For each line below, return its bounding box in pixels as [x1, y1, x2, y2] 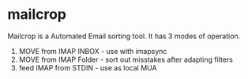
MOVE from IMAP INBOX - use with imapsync [18, 46, 167, 56]
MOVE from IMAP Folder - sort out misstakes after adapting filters [18, 55, 234, 64]
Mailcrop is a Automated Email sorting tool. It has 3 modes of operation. [7, 31, 241, 41]
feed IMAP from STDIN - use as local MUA [18, 63, 157, 72]
